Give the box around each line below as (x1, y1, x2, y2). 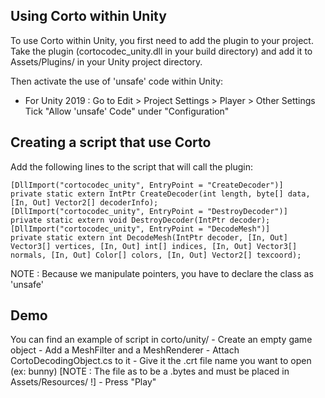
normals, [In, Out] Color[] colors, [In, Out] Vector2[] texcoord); (10, 250, 302, 260)
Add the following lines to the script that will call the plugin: (10, 160, 253, 173)
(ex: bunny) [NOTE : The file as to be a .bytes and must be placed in (10, 365, 290, 378)
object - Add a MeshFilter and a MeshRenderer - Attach (10, 344, 240, 356)
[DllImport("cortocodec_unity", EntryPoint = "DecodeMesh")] (10, 224, 271, 234)
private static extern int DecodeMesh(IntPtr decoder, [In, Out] (10, 232, 288, 243)
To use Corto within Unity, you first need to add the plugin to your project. (10, 34, 314, 46)
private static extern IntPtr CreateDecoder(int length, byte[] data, (10, 189, 311, 199)
